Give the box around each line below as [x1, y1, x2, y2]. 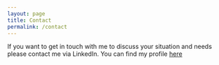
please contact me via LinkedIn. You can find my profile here [7, 50, 182, 58]
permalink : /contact [7, 23, 68, 30]
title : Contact [7, 17, 52, 24]
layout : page [7, 10, 46, 17]
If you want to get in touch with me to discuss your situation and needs [7, 43, 213, 51]
